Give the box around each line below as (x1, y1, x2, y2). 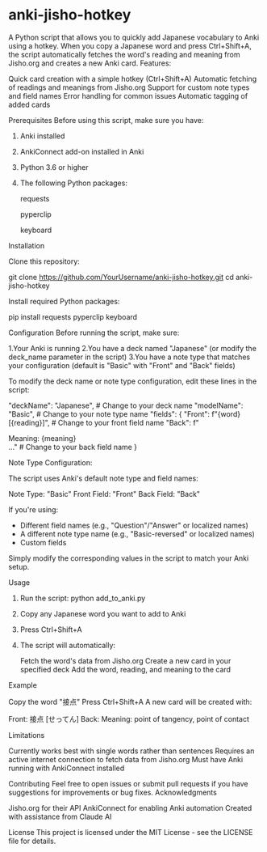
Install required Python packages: (8, 296, 120, 306)
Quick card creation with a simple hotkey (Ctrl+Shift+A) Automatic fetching (8, 74, 257, 83)
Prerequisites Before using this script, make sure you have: (8, 115, 204, 125)
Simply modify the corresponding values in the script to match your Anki (8, 553, 249, 563)
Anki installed (19, 131, 65, 141)
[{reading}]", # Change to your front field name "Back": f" (8, 418, 199, 427)
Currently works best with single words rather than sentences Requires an (8, 746, 255, 756)
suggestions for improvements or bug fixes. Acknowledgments (8, 787, 218, 797)
